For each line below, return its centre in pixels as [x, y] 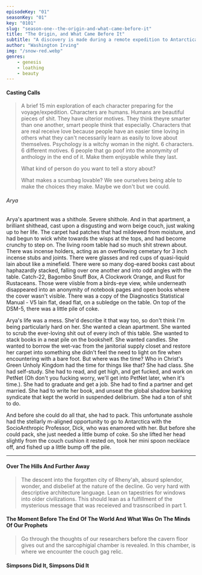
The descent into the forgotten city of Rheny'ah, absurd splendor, [102, 479]
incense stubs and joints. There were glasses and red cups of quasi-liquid [98, 257]
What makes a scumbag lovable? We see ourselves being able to [101, 180]
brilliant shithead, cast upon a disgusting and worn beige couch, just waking [100, 226]
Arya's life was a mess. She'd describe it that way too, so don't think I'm [96, 320]
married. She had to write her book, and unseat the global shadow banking [99, 390]
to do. [14, 403]
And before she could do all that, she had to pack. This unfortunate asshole [99, 415]
